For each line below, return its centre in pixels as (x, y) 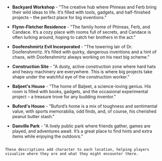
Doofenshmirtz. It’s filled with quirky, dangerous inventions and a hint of (84, 52)
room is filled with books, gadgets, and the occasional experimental (80, 91)
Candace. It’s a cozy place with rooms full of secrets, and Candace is (81, 32)
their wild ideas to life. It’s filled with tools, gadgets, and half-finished (81, 12)
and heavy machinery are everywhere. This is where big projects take (82, 72)
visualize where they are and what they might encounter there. (72, 154)
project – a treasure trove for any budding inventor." (64, 97)
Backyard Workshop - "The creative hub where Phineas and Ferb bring (84, 7)
